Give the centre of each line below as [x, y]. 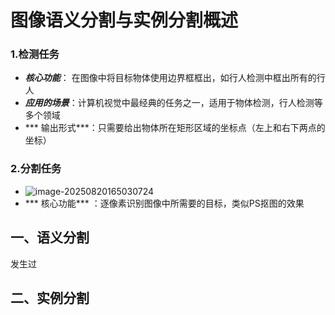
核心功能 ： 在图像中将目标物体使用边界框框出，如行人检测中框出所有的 [170, 78]
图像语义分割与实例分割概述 [124, 20]
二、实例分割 [50, 297]
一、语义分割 [50, 237]
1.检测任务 [35, 54]
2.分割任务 [36, 169]
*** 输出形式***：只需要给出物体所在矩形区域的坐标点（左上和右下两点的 [175, 128]
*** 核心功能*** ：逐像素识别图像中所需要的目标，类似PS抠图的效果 [164, 203]
